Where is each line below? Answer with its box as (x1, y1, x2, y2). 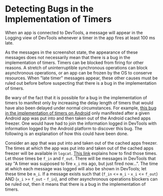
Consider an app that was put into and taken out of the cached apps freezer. (5, 140, 158, 146)
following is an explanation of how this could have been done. (5, 131, 129, 136)
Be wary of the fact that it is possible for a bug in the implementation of (5, 94, 147, 100)
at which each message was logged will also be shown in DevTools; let (5, 166, 147, 171)
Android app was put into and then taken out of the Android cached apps (5, 115, 151, 121)
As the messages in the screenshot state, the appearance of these (5, 49, 138, 55)
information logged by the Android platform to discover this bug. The (5, 125, 143, 131)
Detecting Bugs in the (5, 3, 94, 15)
